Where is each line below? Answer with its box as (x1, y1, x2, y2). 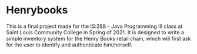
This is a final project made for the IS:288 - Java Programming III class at (6, 23, 183, 30)
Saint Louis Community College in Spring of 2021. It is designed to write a (6, 28, 184, 35)
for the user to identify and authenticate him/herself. (6, 41, 133, 48)
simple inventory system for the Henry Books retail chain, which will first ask (6, 35, 191, 42)
